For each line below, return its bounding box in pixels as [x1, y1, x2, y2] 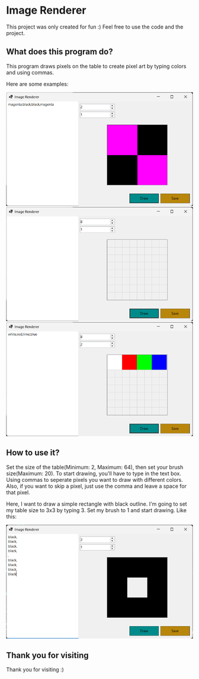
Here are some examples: [6, 80, 69, 87]
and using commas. [6, 69, 54, 76]
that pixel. [6, 488, 31, 496]
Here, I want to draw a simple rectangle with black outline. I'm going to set [6, 500, 188, 507]
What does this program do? [6, 47, 114, 57]
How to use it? [6, 448, 60, 458]
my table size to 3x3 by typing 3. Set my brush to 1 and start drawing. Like [6, 506, 187, 514]
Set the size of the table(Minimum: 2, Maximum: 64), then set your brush [6, 463, 184, 470]
